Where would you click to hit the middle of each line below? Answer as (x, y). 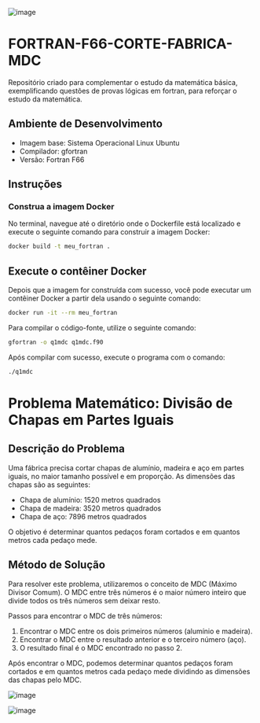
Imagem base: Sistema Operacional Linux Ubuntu (99, 142)
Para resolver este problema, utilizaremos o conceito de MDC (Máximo (123, 584)
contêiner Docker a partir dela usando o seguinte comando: (104, 298)
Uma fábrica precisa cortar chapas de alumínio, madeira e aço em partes (126, 467)
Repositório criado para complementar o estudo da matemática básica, (123, 82)
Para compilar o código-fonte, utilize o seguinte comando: (102, 328)
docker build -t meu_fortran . (59, 247)
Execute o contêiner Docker (77, 271)
